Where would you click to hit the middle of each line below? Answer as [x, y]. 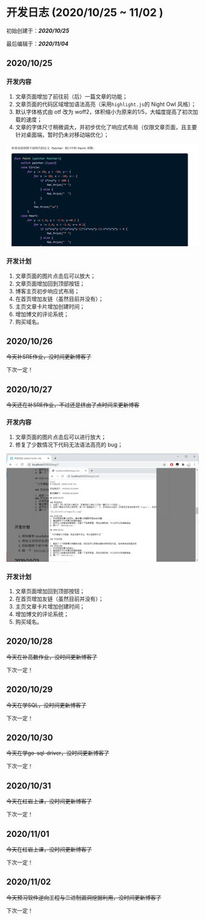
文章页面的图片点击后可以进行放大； [61, 437]
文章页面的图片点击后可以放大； [55, 275]
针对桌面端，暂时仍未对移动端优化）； [62, 135]
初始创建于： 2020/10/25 [38, 31]
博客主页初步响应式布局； [47, 291]
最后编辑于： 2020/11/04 [38, 43]
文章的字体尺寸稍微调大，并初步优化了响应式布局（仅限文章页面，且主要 [106, 127]
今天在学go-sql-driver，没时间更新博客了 [58, 753]
